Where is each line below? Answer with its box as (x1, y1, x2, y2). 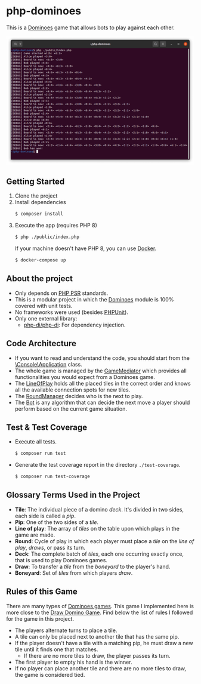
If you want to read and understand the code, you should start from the (14, 354, 190, 362)
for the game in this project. (6, 615, 75, 622)
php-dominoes (6, 4, 82, 18)
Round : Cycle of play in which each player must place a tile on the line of (14, 537, 194, 544)
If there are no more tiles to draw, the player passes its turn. (23, 652, 171, 659)
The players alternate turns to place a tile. (14, 627, 117, 634)
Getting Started (6, 176, 65, 186)
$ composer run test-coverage (14, 473, 91, 480)
